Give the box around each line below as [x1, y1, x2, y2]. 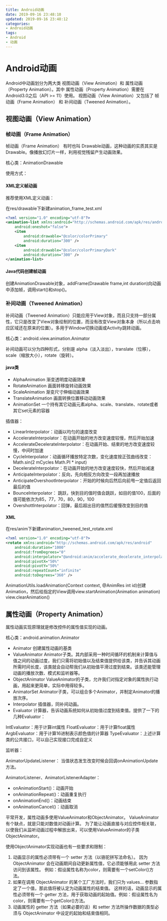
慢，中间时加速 [12, 447, 44, 453]
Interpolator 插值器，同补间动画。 [12, 701, 82, 707]
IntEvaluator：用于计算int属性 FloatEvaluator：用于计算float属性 [5, 724, 136, 730]
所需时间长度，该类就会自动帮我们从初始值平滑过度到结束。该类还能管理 [12, 664, 161, 670]
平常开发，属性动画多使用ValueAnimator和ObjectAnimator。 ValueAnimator [5, 814, 159, 820]
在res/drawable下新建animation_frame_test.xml [5, 205, 102, 211]
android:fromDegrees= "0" [14, 549, 66, 555]
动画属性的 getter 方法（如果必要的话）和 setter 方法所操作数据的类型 [12, 904, 155, 910]
